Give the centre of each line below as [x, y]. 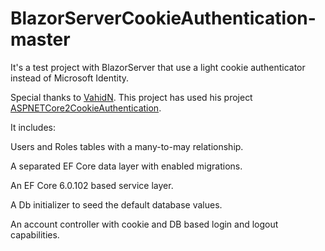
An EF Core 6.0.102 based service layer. [92, 185]
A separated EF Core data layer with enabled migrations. [126, 166]
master [40, 39]
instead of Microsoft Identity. [70, 78]
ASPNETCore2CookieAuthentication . [86, 108]
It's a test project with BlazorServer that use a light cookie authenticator [158, 67]
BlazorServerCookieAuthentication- [163, 18]
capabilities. [35, 234]
